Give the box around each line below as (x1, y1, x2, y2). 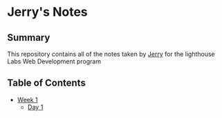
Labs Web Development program (7, 57, 102, 66)
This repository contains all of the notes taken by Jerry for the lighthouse (7, 50, 216, 58)
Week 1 (17, 95, 38, 104)
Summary (7, 32, 50, 43)
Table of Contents (7, 77, 86, 89)
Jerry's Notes (7, 4, 88, 20)
